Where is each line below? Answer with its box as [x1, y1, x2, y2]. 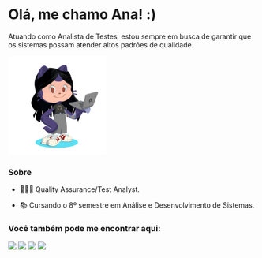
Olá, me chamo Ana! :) [8, 6, 156, 24]
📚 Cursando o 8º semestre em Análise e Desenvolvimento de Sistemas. [19, 200, 255, 210]
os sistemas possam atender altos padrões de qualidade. [8, 39, 194, 49]
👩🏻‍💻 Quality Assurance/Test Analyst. [19, 185, 140, 194]
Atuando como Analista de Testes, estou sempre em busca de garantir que [8, 32, 252, 41]
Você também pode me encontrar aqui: [8, 223, 161, 234]
